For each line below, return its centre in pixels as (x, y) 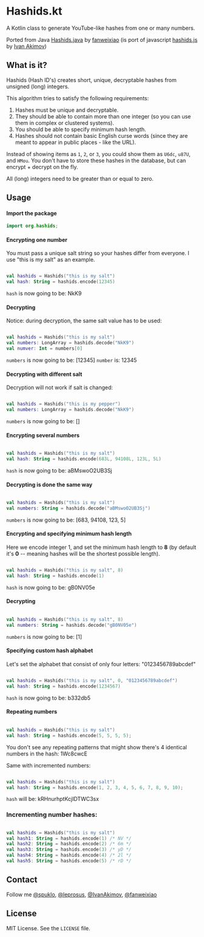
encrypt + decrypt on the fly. (42, 167)
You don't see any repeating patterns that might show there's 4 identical (97, 747)
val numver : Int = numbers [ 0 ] (45, 349)
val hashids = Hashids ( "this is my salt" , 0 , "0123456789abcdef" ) (92, 680)
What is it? (27, 65)
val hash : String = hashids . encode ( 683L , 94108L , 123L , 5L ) (84, 459)
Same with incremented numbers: (49, 765)
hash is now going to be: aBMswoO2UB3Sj (59, 470)
